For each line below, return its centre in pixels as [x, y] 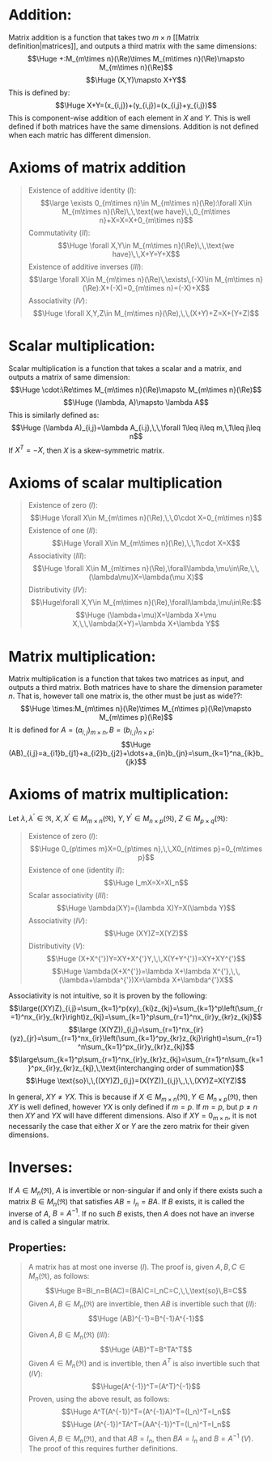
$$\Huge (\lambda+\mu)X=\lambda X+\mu [146, 615]
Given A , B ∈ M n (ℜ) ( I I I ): [69, 1335]
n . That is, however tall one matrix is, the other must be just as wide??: [125, 696]
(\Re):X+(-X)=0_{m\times [123, 288]
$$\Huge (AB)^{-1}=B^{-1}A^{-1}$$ [146, 1318]
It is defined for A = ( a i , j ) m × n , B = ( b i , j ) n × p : [82, 731]
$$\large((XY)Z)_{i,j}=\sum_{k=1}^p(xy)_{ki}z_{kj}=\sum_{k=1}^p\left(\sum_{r [136, 1008]
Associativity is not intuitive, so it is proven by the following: [108, 995]
